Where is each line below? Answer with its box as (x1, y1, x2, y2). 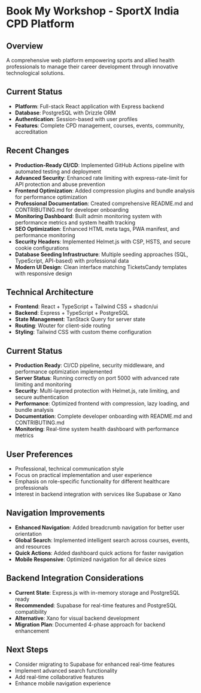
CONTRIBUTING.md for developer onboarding (14, 206, 129, 213)
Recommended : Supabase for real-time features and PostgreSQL (14, 601, 177, 609)
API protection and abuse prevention (14, 180, 106, 188)
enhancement (14, 627, 50, 634)
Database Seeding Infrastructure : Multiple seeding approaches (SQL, (14, 251, 188, 258)
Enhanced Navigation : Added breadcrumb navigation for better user (14, 523, 185, 531)
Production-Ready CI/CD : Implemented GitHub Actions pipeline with (14, 161, 185, 168)
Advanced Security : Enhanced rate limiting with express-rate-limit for (14, 174, 188, 181)
